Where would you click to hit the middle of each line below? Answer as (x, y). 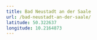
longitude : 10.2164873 (34, 28)
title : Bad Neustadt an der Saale (49, 11)
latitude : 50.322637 (32, 22)
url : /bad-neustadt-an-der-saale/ (49, 17)
